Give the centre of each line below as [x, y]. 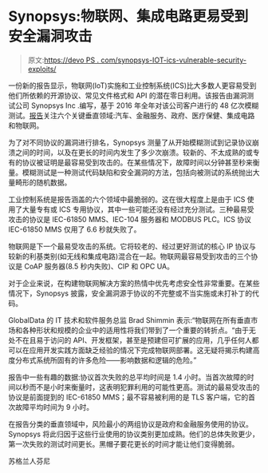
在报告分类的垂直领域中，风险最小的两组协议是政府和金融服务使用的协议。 [130, 423]
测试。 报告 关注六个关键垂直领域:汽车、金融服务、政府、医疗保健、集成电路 [132, 115]
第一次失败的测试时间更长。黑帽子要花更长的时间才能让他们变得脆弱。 [124, 443]
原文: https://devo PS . [63, 60]
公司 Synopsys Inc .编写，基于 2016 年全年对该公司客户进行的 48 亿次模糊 [137, 105]
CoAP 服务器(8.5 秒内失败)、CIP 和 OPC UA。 [99, 266]
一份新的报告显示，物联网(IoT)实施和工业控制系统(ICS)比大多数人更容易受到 [132, 85]
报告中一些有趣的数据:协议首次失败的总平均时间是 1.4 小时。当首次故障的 [128, 377]
